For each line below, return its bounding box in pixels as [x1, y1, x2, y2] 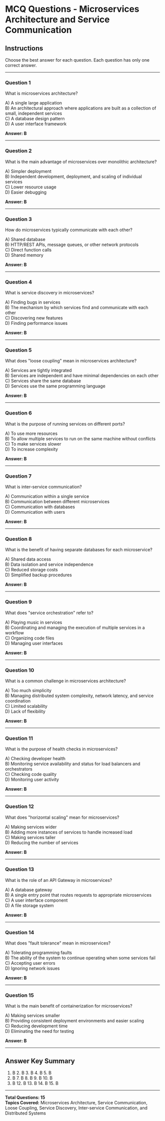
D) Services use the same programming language [5, 383, 106, 389]
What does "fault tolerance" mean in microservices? [5, 940, 111, 946]
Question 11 [5, 735, 33, 741]
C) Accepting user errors [5, 960, 55, 966]
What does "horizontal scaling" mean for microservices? [5, 814, 119, 820]
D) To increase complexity [5, 446, 58, 452]
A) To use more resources [5, 430, 58, 436]
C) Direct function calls [5, 246, 52, 252]
